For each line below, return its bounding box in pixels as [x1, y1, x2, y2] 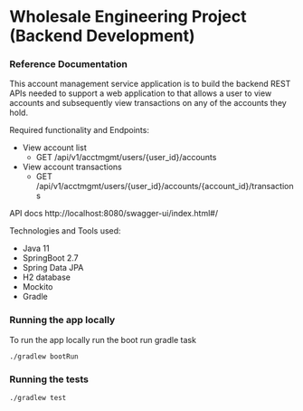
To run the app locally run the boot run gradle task [9, 334, 197, 345]
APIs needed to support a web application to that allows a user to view [9, 88, 272, 99]
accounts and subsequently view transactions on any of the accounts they [9, 98, 287, 109]
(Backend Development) [9, 25, 196, 46]
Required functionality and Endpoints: [9, 125, 149, 136]
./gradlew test [9, 394, 67, 403]
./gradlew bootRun [9, 351, 79, 361]
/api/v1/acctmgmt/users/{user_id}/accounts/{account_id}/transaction [35, 181, 294, 192]
